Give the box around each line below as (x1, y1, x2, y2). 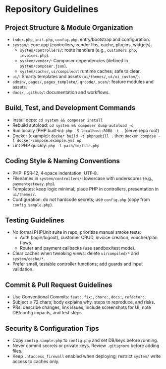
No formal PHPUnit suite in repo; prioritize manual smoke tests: (12, 229, 141, 235)
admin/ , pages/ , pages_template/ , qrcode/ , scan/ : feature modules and (12, 79, 154, 85)
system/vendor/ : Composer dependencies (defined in (19, 58, 128, 63)
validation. (12, 266, 34, 272)
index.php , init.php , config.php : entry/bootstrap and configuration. (12, 36, 150, 42)
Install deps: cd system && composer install (12, 117, 103, 123)
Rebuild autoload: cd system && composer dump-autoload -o (12, 122, 134, 128)
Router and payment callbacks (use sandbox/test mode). (19, 245, 136, 251)
